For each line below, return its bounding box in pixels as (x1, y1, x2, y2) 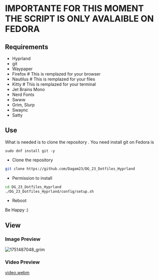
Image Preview (5, 235, 41, 242)
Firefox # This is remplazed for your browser (12, 71, 101, 77)
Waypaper (12, 66, 33, 72)
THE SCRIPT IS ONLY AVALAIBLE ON (5, 13, 154, 24)
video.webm (5, 270, 30, 276)
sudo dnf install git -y (5, 148, 55, 153)
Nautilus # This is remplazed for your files (12, 76, 95, 82)
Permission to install (12, 175, 52, 181)
